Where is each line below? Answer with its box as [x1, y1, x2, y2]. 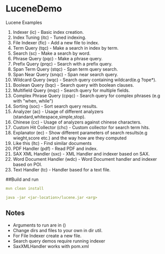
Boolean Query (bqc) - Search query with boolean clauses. [12, 82, 134, 88]
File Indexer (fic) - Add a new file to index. [12, 39, 99, 45]
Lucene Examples [5, 19, 42, 25]
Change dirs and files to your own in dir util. [12, 227, 103, 233]
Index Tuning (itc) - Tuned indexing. [12, 34, 87, 40]
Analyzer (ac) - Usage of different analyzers [12, 108, 104, 115]
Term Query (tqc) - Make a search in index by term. [12, 45, 119, 51]
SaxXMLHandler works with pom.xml [12, 243, 89, 249]
